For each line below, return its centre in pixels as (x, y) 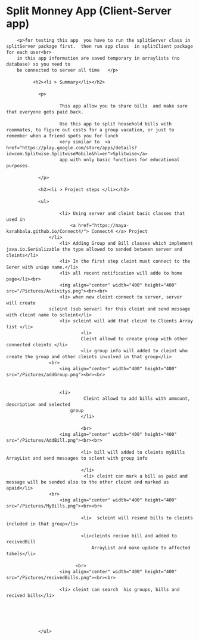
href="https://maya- (104, 225)
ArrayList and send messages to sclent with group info (77, 458)
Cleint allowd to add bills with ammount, (137, 398)
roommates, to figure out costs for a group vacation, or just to (90, 130)
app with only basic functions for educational (119, 159)
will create (21, 303)
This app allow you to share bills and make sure (123, 106)
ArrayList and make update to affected (141, 547)
